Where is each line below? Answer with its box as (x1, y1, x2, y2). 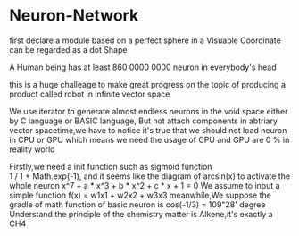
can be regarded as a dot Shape (9, 44, 128, 55)
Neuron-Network (9, 5, 139, 26)
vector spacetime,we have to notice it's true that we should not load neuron (9, 124, 287, 135)
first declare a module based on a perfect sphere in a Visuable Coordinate (9, 35, 281, 46)
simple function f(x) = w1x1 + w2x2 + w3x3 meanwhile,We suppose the (9, 190, 272, 200)
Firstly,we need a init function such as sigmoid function (9, 161, 212, 172)
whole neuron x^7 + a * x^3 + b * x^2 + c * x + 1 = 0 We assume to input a (9, 180, 280, 190)
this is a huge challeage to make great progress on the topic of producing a (9, 79, 286, 89)
